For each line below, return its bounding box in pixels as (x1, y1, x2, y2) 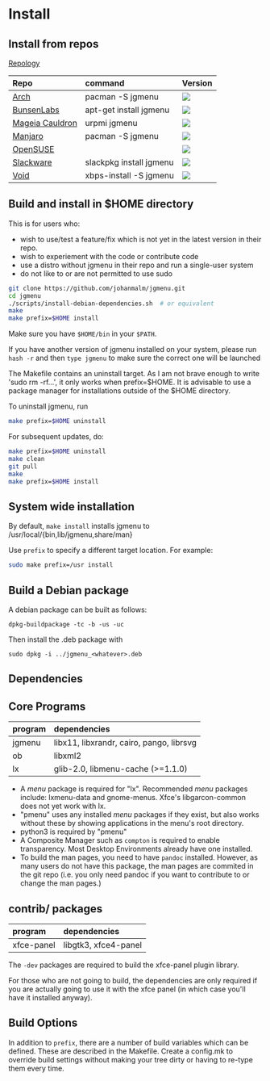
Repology (8, 58, 40, 68)
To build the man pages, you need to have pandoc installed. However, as (19, 853, 258, 862)
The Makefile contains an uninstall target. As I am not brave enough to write (8, 369, 260, 379)
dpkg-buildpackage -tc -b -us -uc (8, 620, 125, 628)
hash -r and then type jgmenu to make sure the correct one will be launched (8, 353, 261, 363)
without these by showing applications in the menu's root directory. (19, 819, 244, 828)
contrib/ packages (8, 902, 103, 915)
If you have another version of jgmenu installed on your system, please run (8, 345, 257, 354)
